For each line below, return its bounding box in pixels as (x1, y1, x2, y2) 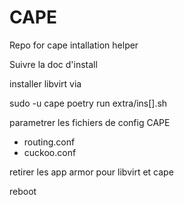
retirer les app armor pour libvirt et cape (9, 166, 174, 178)
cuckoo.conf (23, 146, 77, 158)
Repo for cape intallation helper (9, 39, 139, 51)
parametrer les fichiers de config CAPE (9, 116, 171, 128)
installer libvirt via (9, 77, 82, 90)
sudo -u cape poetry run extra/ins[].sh (9, 97, 168, 109)
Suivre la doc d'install (9, 58, 98, 70)
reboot (9, 185, 37, 197)
